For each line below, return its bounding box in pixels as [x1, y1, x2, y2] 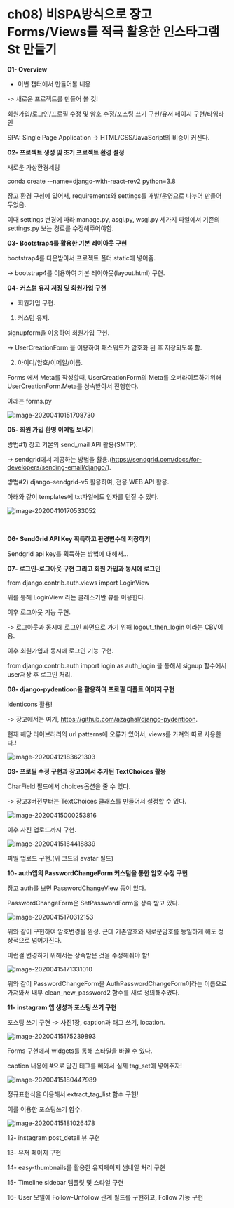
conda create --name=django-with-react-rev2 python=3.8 [7, 177, 177, 185]
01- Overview [7, 65, 48, 74]
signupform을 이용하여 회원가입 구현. [7, 328, 110, 337]
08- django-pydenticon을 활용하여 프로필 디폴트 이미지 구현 [7, 685, 175, 693]
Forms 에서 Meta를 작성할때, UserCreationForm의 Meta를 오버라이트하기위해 [7, 373, 222, 381]
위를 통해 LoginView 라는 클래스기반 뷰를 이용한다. [7, 592, 146, 601]
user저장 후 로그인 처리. [7, 670, 72, 678]
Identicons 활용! [7, 700, 53, 708]
